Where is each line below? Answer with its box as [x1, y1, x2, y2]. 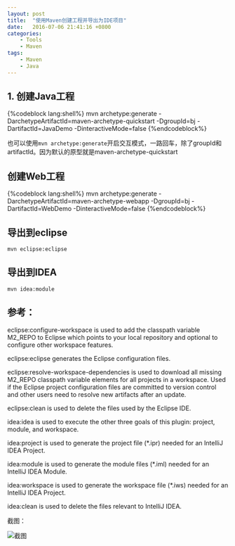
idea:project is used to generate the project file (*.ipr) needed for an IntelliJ [7, 438, 223, 447]
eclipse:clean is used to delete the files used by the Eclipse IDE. [7, 404, 192, 412]
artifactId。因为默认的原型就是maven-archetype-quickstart [7, 148, 178, 156]
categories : [7, 30, 42, 37]
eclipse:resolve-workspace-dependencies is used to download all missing [7, 367, 222, 376]
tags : [7, 50, 23, 57]
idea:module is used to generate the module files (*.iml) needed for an [7, 459, 209, 468]
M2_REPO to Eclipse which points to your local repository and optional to [7, 333, 218, 341]
